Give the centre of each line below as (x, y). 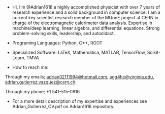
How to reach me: (30, 67)
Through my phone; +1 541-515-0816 (43, 92)
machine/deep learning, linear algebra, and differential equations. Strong (86, 28)
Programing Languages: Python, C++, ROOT (57, 43)
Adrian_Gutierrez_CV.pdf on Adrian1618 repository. (63, 106)
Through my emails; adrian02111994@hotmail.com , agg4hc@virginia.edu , (80, 77)
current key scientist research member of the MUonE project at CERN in (85, 18)
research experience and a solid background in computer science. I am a (86, 12)
